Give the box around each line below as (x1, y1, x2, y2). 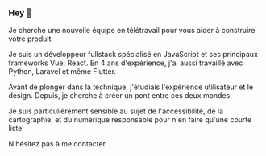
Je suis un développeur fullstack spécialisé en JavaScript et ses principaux (8, 50, 258, 60)
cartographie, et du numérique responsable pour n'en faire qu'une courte (8, 115, 252, 125)
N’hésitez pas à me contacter (8, 139, 106, 149)
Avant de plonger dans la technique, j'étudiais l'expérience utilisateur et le (8, 82, 254, 92)
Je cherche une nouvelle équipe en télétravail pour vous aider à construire (8, 26, 256, 35)
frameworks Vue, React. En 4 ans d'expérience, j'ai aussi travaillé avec (8, 58, 243, 68)
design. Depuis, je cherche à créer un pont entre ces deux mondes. (8, 91, 232, 101)
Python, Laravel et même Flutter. (8, 67, 117, 76)
